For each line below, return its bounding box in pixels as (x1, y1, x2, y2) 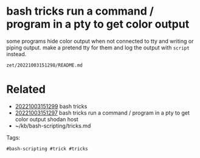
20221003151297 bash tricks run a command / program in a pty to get (15, 109, 190, 117)
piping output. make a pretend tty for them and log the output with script (6, 44, 190, 51)
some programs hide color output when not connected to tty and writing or (6, 37, 194, 45)
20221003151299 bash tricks (15, 102, 88, 110)
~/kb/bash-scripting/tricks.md (15, 122, 91, 129)
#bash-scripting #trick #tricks (6, 145, 88, 152)
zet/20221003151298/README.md (6, 62, 83, 68)
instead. (6, 50, 27, 57)
